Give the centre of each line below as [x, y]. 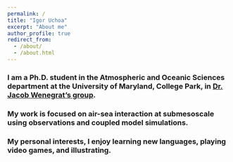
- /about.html [34, 53]
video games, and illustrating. [59, 150]
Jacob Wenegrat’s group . [52, 95]
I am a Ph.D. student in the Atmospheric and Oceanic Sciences [116, 77]
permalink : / [26, 14]
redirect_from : [30, 40]
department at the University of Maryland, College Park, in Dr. [115, 86]
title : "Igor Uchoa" [38, 20]
